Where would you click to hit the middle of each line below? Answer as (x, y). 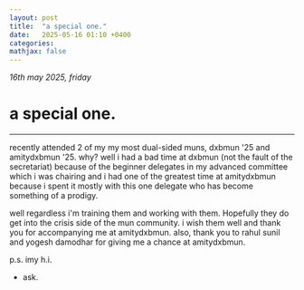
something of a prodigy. (54, 196)
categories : (32, 43)
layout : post (34, 18)
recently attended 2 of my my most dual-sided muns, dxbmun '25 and (140, 148)
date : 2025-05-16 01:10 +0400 (70, 34)
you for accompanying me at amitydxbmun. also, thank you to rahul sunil (145, 233)
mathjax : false (38, 52)
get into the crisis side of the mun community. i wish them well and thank (145, 223)
